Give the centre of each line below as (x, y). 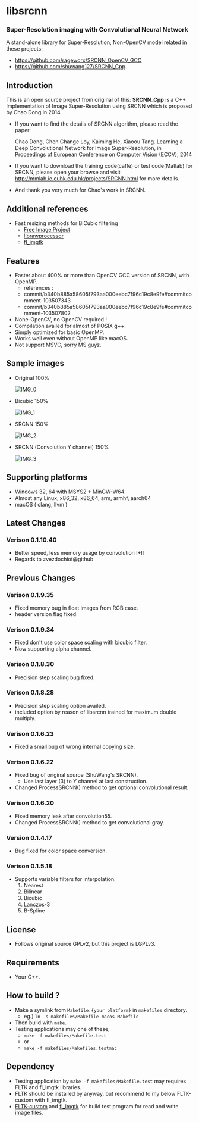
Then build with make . (40, 1023)
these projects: (24, 49)
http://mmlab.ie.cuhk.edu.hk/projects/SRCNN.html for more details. (97, 179)
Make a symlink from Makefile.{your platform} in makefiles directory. (101, 1010)
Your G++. (27, 977)
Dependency (30, 1067)
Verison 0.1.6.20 (30, 803)
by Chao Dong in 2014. (34, 112)
